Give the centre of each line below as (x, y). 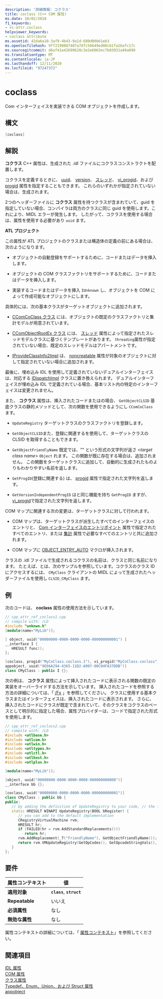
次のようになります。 (26, 247)
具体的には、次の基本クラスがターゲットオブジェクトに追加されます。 (75, 307)
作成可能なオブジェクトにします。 (58, 296)
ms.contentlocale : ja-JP (30, 59)
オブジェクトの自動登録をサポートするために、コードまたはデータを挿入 (84, 257)
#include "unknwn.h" (26, 626)
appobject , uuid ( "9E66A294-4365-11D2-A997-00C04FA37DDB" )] (66, 666)
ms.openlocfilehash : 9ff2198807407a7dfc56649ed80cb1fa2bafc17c (70, 46)
